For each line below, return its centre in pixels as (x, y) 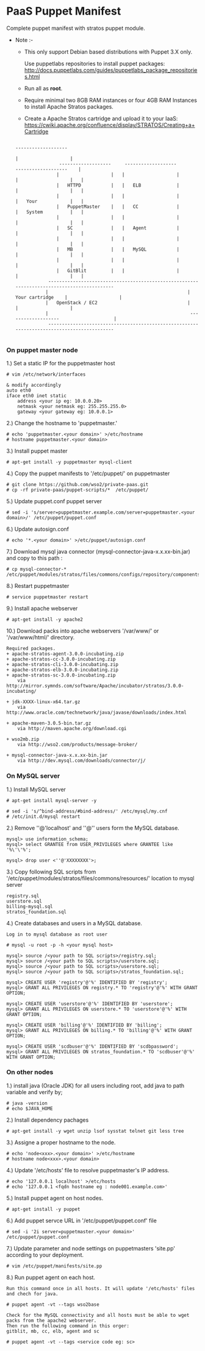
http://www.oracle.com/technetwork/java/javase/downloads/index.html (97, 713)
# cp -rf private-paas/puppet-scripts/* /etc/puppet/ (77, 490)
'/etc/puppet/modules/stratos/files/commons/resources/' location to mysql (100, 878)
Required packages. (31, 649)
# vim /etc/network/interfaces (46, 374)
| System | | (49, 212)
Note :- (24, 40)
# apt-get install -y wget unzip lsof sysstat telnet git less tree (95, 1131)
